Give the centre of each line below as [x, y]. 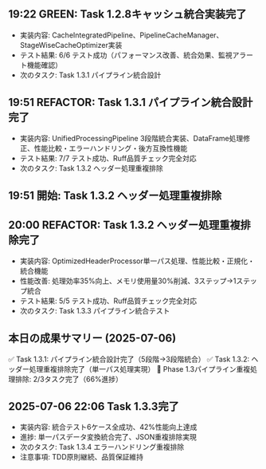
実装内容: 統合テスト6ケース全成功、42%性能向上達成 [108, 427]
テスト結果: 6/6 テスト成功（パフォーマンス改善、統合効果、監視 [126, 55]
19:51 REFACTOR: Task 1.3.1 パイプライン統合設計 [131, 102]
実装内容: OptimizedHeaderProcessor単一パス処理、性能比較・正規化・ [137, 261]
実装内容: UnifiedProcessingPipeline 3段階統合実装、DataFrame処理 [131, 138]
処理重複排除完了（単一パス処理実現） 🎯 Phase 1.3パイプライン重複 [140, 368]
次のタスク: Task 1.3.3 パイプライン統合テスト [95, 310]
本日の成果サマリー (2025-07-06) [92, 339]
